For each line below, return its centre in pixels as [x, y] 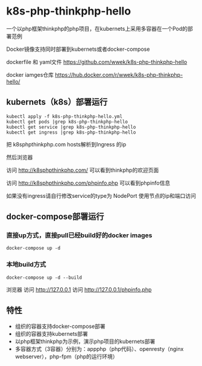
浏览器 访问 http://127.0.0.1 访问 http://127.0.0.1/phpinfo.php [79, 289]
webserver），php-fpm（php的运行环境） [67, 356]
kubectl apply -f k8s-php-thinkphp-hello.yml [64, 116]
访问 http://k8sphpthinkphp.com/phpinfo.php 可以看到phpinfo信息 [88, 183]
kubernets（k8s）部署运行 [57, 102]
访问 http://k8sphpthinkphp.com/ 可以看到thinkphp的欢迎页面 [83, 170]
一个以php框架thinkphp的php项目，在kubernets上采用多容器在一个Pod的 [97, 28]
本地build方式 [26, 264]
